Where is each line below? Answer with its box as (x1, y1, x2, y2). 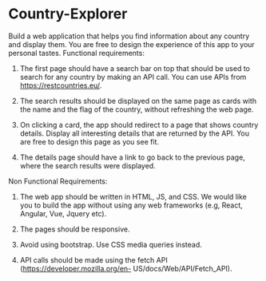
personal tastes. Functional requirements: (8, 48, 145, 57)
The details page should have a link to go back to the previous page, (19, 152, 245, 162)
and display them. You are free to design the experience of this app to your (8, 39, 256, 49)
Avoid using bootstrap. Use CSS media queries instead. (19, 239, 202, 249)
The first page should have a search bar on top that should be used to (19, 63, 250, 73)
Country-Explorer (8, 5, 128, 23)
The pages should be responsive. (19, 224, 130, 234)
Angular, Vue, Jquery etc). (19, 208, 107, 218)
